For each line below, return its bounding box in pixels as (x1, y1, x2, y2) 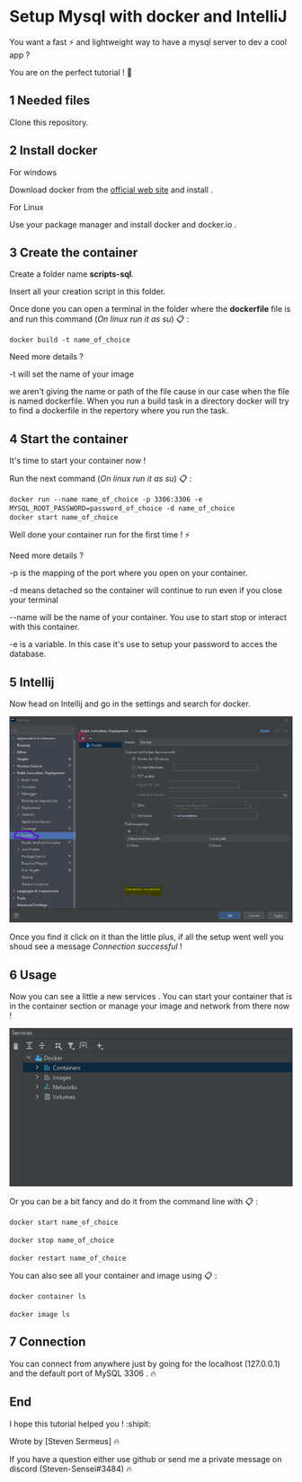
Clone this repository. (9, 117, 89, 128)
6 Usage (9, 967, 57, 982)
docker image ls (9, 1309, 70, 1318)
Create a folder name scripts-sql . (9, 269, 135, 280)
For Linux (9, 201, 44, 212)
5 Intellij (9, 674, 55, 689)
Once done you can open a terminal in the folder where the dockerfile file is (9, 304, 291, 315)
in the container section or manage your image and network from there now (9, 1000, 290, 1012)
